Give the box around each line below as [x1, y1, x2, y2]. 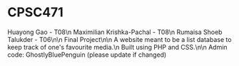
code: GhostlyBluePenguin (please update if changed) [7, 50, 167, 59]
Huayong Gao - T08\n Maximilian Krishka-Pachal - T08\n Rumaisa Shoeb [7, 28, 223, 36]
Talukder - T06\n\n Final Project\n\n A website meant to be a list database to [7, 35, 232, 43]
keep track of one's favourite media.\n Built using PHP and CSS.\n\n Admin [7, 43, 228, 51]
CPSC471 [7, 4, 64, 21]
